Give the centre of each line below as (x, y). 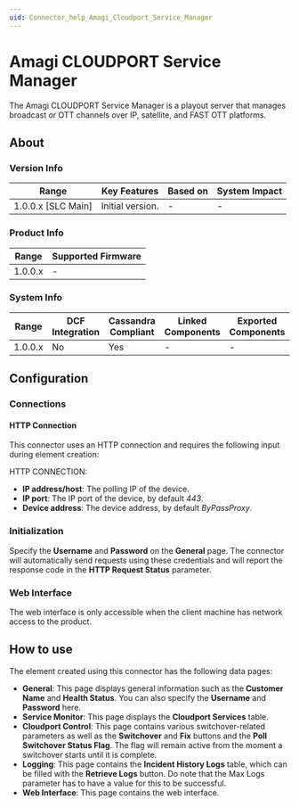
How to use (41, 650)
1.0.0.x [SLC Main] (53, 206)
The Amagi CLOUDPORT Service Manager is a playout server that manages (148, 105)
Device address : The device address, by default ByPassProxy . (137, 508)
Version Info (36, 168)
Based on (188, 191)
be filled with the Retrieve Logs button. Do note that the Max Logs (143, 773)
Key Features (130, 191)
